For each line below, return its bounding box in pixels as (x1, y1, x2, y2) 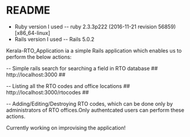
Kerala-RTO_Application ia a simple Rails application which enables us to (6, 47, 182, 54)
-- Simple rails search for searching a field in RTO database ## (6, 64, 158, 71)
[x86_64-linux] (14, 29, 51, 36)
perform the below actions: (6, 53, 72, 60)
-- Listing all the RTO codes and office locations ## (6, 82, 131, 89)
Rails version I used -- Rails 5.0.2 (14, 35, 95, 43)
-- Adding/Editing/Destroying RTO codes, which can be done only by (6, 100, 174, 107)
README (6, 4, 51, 17)
